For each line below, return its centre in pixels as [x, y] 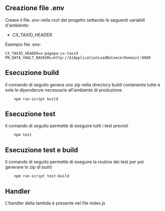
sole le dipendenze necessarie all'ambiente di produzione [64, 90]
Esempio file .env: [23, 44]
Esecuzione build [32, 73]
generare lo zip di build [28, 167]
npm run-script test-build [42, 176]
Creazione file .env [35, 8]
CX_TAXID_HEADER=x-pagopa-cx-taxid [42, 53]
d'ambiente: [17, 25]
